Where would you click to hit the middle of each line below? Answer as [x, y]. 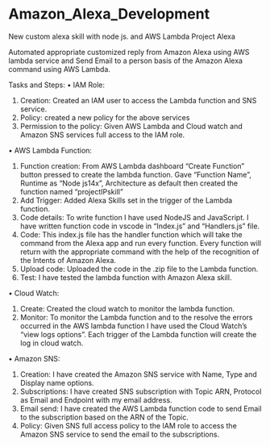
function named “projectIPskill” [71, 191]
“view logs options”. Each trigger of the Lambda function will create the [138, 334]
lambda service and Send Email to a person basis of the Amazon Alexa [126, 61]
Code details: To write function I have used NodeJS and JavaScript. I [134, 217]
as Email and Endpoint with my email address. [96, 399]
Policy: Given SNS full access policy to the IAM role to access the [129, 425]
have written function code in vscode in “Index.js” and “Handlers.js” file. [140, 226]
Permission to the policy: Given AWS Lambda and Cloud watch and [131, 126]
